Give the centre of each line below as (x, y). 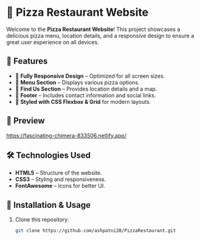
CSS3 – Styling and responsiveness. (60, 179)
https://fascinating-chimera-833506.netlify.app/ (66, 135)
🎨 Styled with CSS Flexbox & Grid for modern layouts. (83, 101)
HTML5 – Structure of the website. (58, 173)
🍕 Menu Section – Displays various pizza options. (77, 82)
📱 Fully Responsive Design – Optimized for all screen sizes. (90, 76)
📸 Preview (26, 121)
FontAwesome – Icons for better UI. (60, 186)
